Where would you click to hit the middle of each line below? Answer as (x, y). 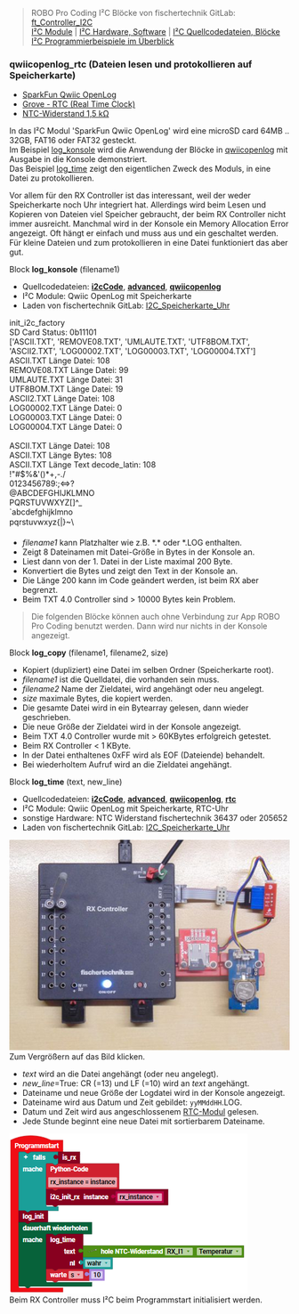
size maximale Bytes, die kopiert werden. (97, 699)
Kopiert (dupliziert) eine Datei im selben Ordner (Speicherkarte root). (148, 670)
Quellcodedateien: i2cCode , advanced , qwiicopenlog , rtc (129, 799)
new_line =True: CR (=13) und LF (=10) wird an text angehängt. (136, 1083)
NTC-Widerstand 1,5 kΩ (65, 114)
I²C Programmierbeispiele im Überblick (102, 41)
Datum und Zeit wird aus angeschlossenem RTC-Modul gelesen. (141, 1112)
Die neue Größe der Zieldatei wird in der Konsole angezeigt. (132, 727)
